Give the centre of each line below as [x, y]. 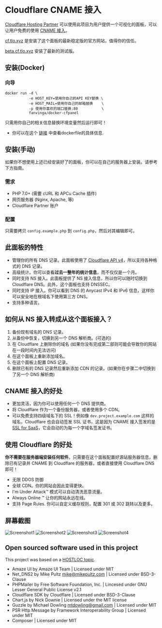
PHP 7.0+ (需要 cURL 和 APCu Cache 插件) [54, 193]
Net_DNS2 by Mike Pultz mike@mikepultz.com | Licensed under [76, 574]
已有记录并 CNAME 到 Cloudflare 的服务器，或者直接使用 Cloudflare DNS [82, 463]
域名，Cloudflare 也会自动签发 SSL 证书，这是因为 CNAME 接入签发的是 [84, 422]
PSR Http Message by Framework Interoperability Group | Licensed [79, 610]
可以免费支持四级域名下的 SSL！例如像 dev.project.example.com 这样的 [83, 416]
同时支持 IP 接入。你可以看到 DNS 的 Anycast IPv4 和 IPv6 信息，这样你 [83, 290]
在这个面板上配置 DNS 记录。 [41, 362]
